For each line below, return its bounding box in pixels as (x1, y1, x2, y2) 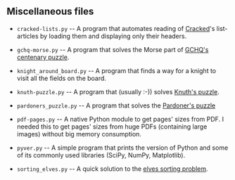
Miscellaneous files (6, 6, 94, 18)
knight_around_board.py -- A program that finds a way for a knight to (16, 66, 217, 75)
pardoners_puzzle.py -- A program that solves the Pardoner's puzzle (16, 101, 216, 110)
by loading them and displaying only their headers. (39, 32, 187, 40)
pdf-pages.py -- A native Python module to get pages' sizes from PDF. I (16, 115, 224, 123)
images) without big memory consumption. (16, 129, 142, 138)
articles (16, 32, 39, 40)
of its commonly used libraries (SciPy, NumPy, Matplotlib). (16, 150, 186, 159)
